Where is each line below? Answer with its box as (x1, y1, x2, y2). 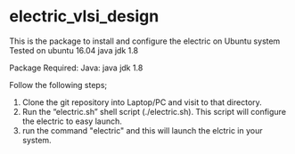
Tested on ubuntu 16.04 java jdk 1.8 (9, 45, 139, 55)
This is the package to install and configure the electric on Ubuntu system (9, 36, 281, 46)
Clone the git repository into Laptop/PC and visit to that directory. (21, 96, 263, 108)
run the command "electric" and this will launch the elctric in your (21, 125, 263, 135)
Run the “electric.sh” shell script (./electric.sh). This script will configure (21, 106, 287, 117)
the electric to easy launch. (21, 116, 123, 126)
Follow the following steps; (9, 79, 108, 90)
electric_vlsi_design (9, 6, 160, 27)
